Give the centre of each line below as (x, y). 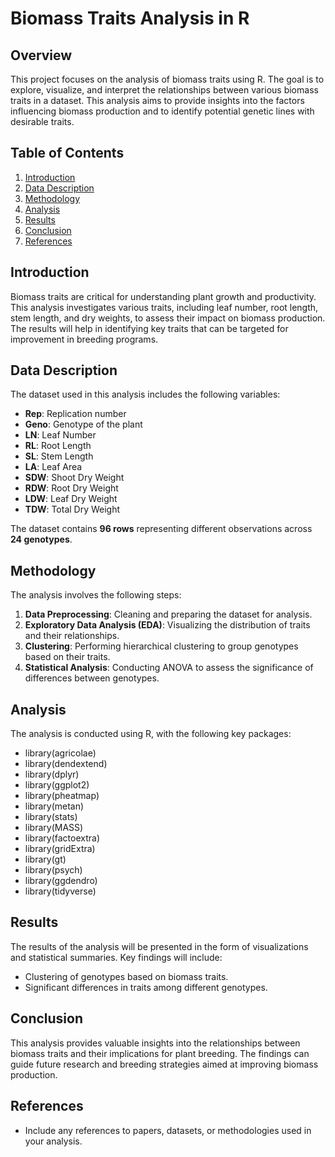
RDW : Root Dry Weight (71, 488)
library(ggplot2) (57, 785)
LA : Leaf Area (53, 467)
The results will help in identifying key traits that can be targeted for (149, 328)
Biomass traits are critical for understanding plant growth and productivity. (163, 296)
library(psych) (53, 870)
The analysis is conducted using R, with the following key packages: (151, 734)
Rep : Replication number (75, 414)
